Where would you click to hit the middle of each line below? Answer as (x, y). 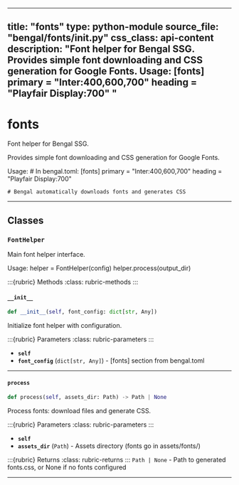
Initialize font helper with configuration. (65, 326)
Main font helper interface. (46, 255)
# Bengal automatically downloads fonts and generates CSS (97, 192)
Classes (26, 220)
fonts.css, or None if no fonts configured (67, 467)
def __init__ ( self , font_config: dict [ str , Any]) (83, 312)
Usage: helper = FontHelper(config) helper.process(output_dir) (99, 268)
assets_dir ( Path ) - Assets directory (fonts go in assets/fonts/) (109, 446)
